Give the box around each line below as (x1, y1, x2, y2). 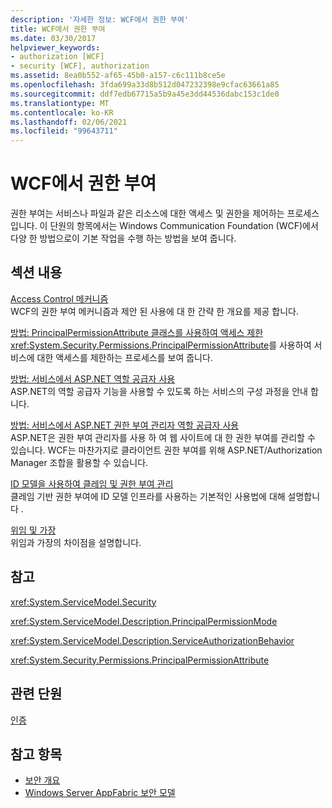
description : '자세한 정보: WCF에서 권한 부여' (10, 14, 190, 25)
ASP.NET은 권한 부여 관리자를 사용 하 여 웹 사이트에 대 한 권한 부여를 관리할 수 (10, 431, 316, 443)
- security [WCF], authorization (10, 61, 150, 71)
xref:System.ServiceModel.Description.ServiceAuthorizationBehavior (10, 634, 295, 646)
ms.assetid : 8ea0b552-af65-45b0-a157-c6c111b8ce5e (10, 71, 226, 81)
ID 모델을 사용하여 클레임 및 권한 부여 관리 (10, 477, 174, 490)
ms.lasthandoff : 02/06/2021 (10, 117, 128, 127)
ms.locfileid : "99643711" (10, 126, 118, 136)
